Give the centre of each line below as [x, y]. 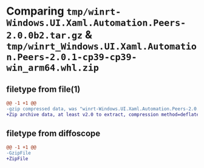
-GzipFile [19, 153]
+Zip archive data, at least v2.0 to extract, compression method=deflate [103, 114]
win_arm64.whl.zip [53, 68]
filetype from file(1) [43, 89]
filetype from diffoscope [53, 134]
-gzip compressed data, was [42, 109]
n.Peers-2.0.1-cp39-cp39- [72, 58]
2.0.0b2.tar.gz [45, 36]
